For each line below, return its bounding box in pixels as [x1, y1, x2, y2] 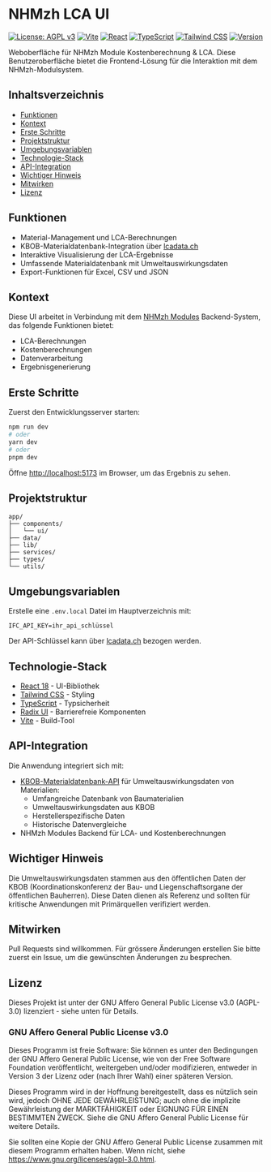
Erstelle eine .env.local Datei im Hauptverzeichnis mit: [8, 606, 192, 616]
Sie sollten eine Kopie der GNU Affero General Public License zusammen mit [8, 1137, 263, 1147]
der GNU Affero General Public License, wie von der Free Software [8, 1054, 231, 1063]
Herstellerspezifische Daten [32, 811, 125, 821]
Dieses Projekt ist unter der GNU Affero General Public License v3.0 [8, 997, 235, 1007]
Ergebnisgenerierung [19, 362, 91, 372]
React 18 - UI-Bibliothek [19, 681, 100, 691]
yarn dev [8, 437, 38, 446]
